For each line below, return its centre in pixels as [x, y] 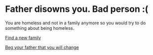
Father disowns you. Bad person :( [77, 9]
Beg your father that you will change [42, 47]
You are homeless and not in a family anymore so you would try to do [76, 23]
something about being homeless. [40, 28]
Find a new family [23, 38]
